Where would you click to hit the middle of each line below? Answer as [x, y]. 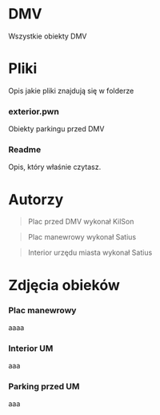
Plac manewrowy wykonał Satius [82, 237]
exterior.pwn [34, 111]
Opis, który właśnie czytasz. [55, 167]
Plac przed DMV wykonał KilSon [81, 222]
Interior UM [31, 348]
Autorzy [36, 199]
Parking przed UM [44, 387]
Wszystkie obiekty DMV [48, 36]
